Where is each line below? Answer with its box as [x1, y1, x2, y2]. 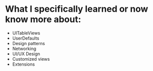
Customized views [12, 56, 50, 62]
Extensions [12, 61, 35, 67]
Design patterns [12, 40, 45, 46]
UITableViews [12, 30, 40, 36]
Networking [12, 46, 37, 51]
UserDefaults [12, 35, 39, 41]
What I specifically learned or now [5, 3, 149, 15]
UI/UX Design [12, 50, 40, 57]
